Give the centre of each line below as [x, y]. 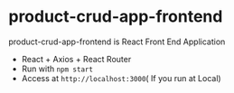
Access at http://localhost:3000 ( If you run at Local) [122, 78]
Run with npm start [57, 69]
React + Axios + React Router [76, 59]
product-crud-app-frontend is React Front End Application [117, 42]
